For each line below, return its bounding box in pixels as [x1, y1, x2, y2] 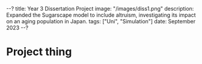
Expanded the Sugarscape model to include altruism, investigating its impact [6, 11, 196, 19]
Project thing [6, 45, 72, 59]
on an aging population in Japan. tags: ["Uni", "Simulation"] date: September [6, 18, 196, 25]
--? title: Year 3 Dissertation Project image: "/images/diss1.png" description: [6, 5, 194, 12]
